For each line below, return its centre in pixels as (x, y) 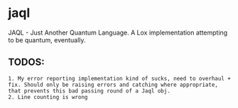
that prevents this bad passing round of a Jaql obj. (90, 91)
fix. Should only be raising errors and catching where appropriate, (113, 85)
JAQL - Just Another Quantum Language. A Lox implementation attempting (118, 32)
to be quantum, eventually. (47, 40)
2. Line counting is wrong (48, 97)
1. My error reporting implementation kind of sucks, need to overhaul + (120, 78)
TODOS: (26, 62)
